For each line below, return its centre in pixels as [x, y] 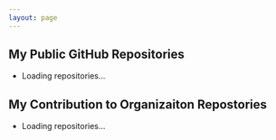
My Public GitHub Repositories [96, 55]
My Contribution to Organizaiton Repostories [138, 104]
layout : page [33, 18]
